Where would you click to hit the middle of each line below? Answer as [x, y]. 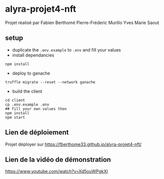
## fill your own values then [36, 109]
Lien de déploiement [37, 133]
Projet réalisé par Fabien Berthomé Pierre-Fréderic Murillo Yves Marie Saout [82, 23]
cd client [15, 100]
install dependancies [33, 55]
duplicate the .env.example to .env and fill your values [67, 50]
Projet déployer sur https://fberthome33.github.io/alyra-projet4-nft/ [73, 144]
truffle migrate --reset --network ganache [50, 82]
